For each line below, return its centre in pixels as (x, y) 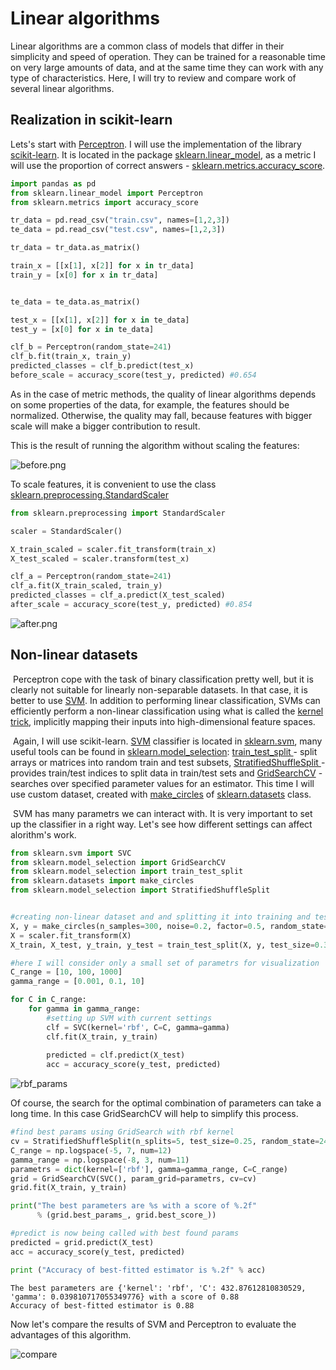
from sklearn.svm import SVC (71, 853)
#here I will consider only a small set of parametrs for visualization (165, 963)
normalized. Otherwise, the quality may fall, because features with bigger (161, 415)
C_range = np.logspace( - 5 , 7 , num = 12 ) (91, 1150)
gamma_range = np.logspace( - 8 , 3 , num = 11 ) (100, 1160)
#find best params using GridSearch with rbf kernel (122, 1132)
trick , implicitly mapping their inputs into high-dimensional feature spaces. (163, 721)
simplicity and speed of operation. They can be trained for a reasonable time (168, 56)
